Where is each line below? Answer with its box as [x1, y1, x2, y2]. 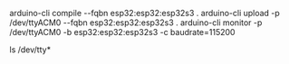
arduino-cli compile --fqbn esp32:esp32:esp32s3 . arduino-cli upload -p [9, 8, 281, 18]
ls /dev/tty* [9, 44, 52, 55]
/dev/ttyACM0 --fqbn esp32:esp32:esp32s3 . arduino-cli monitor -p [9, 17, 263, 28]
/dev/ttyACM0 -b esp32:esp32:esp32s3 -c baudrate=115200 [9, 27, 236, 37]
